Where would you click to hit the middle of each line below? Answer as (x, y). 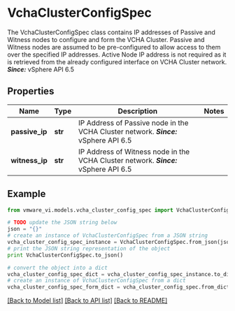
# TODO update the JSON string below (62, 223)
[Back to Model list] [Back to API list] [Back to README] (87, 301)
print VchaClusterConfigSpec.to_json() (65, 255)
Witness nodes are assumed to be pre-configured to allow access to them (114, 47)
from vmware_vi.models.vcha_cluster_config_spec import (90, 210)
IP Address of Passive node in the (133, 122)
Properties (31, 91)
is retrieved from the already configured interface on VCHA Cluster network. (117, 62)
